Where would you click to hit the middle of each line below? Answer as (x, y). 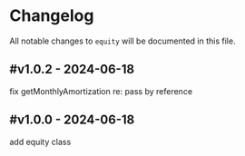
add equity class (40, 141)
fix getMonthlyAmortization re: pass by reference (101, 91)
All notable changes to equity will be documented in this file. (122, 41)
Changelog (52, 16)
